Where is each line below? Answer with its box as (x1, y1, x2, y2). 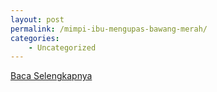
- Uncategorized (28, 42, 97, 53)
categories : (10, 33, 60, 43)
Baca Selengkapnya (10, 70, 93, 82)
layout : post (10, 14, 65, 25)
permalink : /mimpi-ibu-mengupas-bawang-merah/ (10, 24, 208, 34)
